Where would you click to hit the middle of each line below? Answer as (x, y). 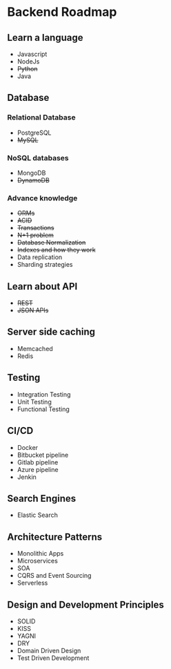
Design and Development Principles (85, 604)
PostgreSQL (34, 133)
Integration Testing (44, 394)
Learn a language (45, 38)
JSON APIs (33, 310)
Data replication (40, 257)
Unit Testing (34, 402)
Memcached (35, 348)
